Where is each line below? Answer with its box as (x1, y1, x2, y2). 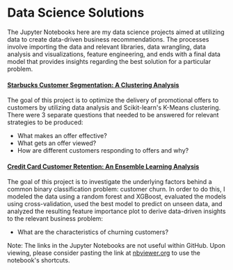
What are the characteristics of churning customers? (17, 228, 169, 237)
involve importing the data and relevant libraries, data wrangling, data (7, 42, 207, 51)
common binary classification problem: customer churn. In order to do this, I (7, 185, 225, 194)
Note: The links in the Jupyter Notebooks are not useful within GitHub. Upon (7, 242, 226, 250)
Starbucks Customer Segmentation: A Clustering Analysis (7, 81, 179, 89)
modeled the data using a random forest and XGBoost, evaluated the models (7, 192, 227, 201)
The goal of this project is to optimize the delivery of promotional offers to (7, 96, 219, 105)
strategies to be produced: (7, 118, 83, 126)
